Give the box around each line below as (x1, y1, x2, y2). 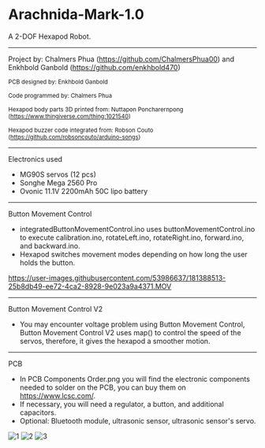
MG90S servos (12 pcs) (19, 170, 97, 179)
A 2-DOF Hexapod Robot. (8, 32, 91, 41)
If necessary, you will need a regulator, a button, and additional (19, 399, 225, 409)
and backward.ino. (19, 241, 80, 250)
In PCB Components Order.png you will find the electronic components (19, 374, 251, 383)
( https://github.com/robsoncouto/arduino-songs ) (8, 133, 141, 141)
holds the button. (19, 258, 76, 267)
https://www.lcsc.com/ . (19, 390, 96, 400)
